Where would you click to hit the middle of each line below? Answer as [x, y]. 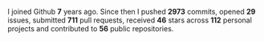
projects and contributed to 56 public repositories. [91, 29]
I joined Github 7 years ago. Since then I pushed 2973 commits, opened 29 [132, 12]
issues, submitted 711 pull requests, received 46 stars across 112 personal [130, 20]
